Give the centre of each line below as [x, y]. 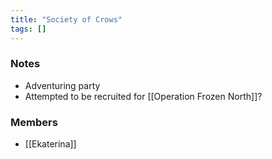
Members [34, 122]
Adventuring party [62, 85]
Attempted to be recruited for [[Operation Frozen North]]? [143, 96]
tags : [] [28, 29]
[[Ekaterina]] [50, 144]
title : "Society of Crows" [66, 19]
